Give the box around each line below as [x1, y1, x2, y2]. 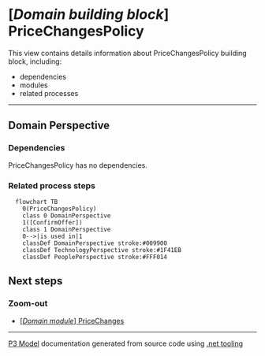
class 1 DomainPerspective [22, 225, 111, 233]
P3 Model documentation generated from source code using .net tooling [8, 339, 243, 348]
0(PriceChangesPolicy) [22, 205, 97, 213]
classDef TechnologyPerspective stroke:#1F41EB [22, 246, 181, 254]
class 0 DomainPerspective [22, 211, 111, 220]
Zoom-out [8, 298, 48, 309]
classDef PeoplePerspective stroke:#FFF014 [22, 253, 168, 261]
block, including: [8, 57, 62, 66]
